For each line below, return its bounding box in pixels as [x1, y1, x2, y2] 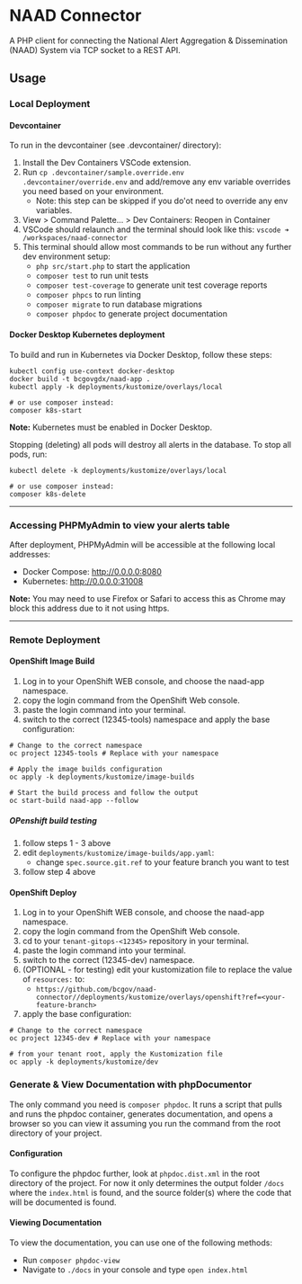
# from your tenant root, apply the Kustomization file [9, 1049, 223, 1059]
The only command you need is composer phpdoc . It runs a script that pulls [9, 1099, 283, 1110]
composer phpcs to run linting [35, 290, 142, 300]
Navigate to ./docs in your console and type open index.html [22, 1264, 249, 1275]
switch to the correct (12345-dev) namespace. [22, 955, 195, 966]
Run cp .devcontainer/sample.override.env [22, 167, 185, 178]
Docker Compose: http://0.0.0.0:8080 [22, 566, 162, 576]
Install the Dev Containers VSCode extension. [22, 157, 191, 168]
